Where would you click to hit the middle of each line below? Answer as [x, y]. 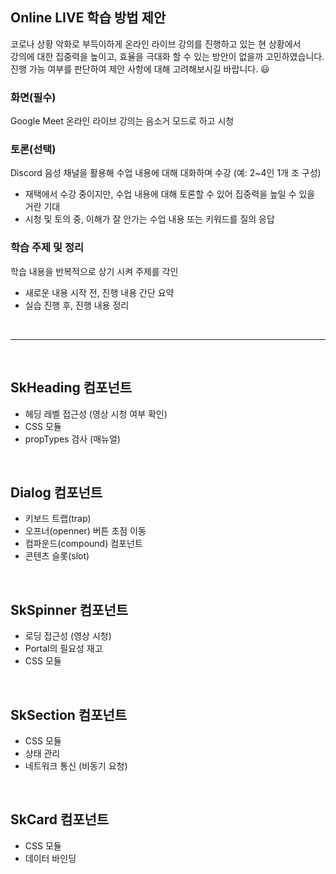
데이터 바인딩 [50, 858]
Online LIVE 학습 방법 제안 [88, 18]
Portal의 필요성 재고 [63, 649]
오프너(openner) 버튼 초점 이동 [85, 531]
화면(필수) [33, 97]
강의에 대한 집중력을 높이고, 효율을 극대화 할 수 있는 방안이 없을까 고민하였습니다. [167, 56]
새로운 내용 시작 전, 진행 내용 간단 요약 [99, 292]
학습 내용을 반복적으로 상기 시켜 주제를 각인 [94, 271]
